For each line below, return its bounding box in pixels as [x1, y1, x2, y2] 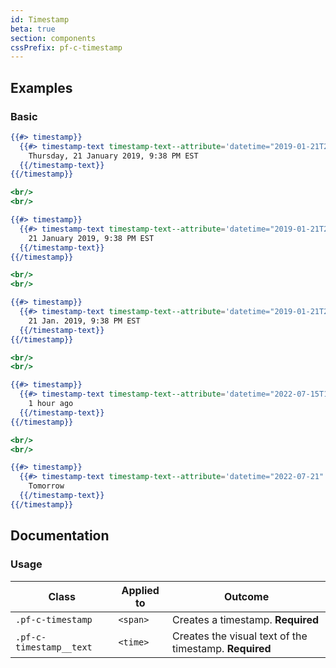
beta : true [10, 24, 56, 34]
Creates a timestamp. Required [172, 612, 320, 626]
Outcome [223, 589, 270, 603]
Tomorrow [28, 481, 65, 491]
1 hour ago [28, 399, 74, 409]
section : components [10, 33, 97, 43]
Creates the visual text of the [172, 629, 308, 643]
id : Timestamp [10, 14, 70, 25]
